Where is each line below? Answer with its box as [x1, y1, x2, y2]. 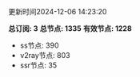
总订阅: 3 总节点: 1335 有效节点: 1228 [8, 24, 132, 33]
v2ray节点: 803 [19, 51, 70, 60]
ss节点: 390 [19, 40, 59, 50]
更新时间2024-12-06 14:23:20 [8, 7, 107, 16]
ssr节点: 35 [19, 60, 58, 70]
